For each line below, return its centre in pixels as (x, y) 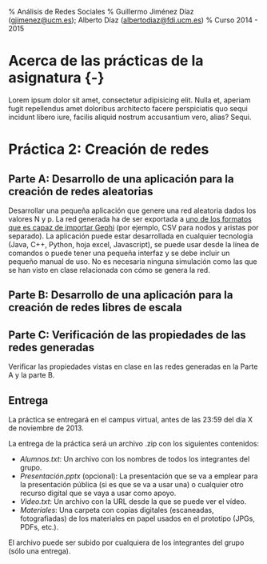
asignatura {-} (56, 78)
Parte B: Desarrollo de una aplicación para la (121, 295)
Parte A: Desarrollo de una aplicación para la (121, 179)
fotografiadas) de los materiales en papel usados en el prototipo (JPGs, (137, 518)
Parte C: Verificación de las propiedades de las (127, 335)
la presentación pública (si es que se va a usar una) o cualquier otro (132, 484)
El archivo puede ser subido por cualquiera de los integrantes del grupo (126, 542)
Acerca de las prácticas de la (106, 61)
